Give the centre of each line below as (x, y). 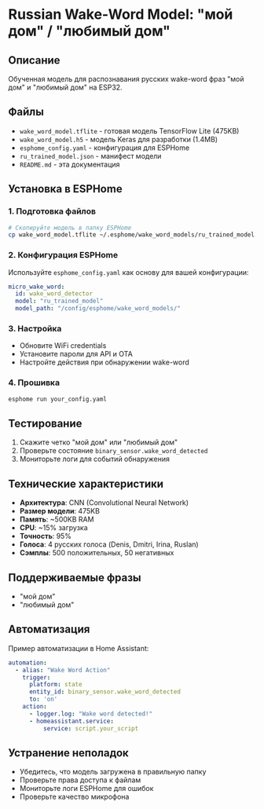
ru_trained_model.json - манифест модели (90, 156)
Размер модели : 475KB (60, 511)
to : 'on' (43, 699)
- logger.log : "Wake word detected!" (91, 714)
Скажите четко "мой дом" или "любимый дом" (99, 442)
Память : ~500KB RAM (57, 519)
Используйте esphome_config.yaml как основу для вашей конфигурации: (128, 272)
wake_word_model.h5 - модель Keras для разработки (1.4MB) (119, 139)
